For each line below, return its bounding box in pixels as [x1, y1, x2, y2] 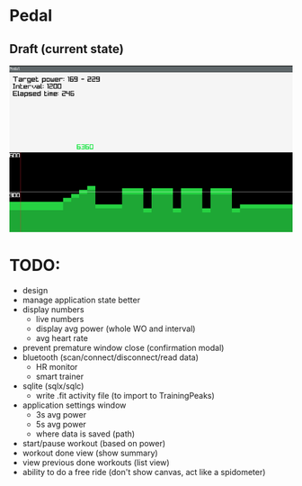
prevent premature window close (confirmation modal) [22, 342, 225, 353]
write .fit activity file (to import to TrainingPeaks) [35, 390, 216, 400]
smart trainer [35, 371, 84, 382]
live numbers [35, 313, 84, 324]
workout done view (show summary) [22, 447, 159, 458]
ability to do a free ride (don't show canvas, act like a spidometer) [22, 466, 266, 477]
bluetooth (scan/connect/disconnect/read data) [22, 352, 200, 363]
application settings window [22, 400, 127, 410]
